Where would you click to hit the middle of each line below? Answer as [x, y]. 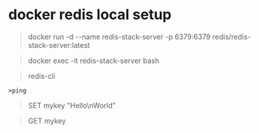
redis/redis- [232, 37]
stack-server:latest [59, 45]
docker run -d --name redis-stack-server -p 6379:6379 [119, 37]
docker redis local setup [90, 15]
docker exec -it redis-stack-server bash [94, 61]
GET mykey [47, 120]
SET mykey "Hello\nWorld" [72, 105]
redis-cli [42, 76]
